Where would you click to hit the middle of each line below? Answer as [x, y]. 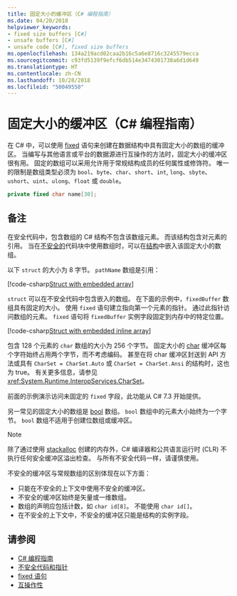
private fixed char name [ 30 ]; [52, 194]
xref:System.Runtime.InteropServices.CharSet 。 [78, 381]
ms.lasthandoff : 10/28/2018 [49, 80]
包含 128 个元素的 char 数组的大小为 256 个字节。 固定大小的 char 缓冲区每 [117, 345]
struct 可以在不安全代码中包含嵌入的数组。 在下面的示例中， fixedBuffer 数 [118, 298]
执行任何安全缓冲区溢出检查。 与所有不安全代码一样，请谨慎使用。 [105, 458]
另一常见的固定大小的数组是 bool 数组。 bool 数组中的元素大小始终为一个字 [117, 411]
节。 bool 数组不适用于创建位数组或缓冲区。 [72, 420]
